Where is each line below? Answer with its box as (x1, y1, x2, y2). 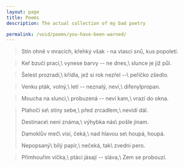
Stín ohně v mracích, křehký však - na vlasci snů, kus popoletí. (21, 48, 179, 55)
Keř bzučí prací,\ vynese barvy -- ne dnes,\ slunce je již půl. (21, 60, 172, 67)
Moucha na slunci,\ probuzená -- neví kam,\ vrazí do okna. (21, 95, 169, 102)
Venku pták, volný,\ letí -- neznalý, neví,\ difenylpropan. (21, 83, 161, 90)
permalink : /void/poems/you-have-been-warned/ (6, 31, 127, 37)
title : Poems (6, 15, 40, 21)
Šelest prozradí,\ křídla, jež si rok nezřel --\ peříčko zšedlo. (21, 71, 169, 79)
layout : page (6, 9, 40, 15)
